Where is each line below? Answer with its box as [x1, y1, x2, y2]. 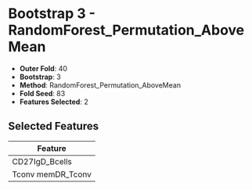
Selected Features [8, 120, 99, 133]
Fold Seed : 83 [19, 88, 66, 98]
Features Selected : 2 [19, 97, 88, 106]
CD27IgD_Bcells [12, 156, 72, 167]
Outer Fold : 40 [19, 63, 68, 73]
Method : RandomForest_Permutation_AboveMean [19, 80, 182, 90]
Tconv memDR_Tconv [12, 169, 92, 180]
